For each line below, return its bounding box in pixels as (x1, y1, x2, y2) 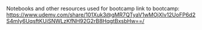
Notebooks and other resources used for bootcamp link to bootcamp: (6, 5, 180, 12)
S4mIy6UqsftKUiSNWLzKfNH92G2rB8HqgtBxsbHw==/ (6, 18, 144, 24)
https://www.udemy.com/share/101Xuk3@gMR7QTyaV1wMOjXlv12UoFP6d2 (6, 11, 196, 18)
